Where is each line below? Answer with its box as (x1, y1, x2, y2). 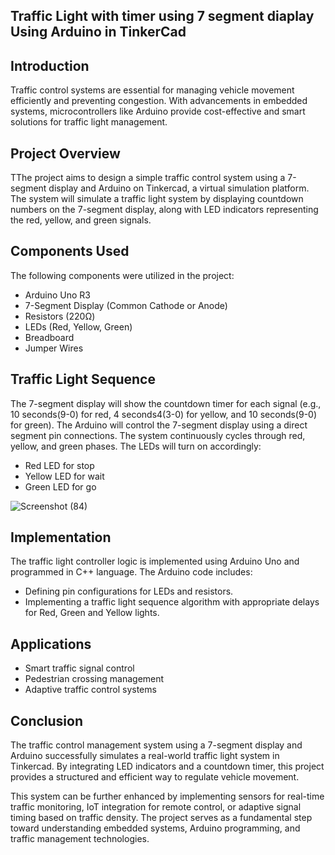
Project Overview (10, 145, 121, 162)
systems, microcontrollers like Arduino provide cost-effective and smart (10, 105, 306, 118)
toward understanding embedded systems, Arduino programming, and (10, 822, 301, 834)
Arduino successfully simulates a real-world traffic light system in (10, 750, 280, 762)
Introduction (10, 57, 90, 74)
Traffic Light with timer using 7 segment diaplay (10, 8, 315, 25)
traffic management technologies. (10, 833, 150, 845)
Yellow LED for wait (24, 470, 105, 482)
